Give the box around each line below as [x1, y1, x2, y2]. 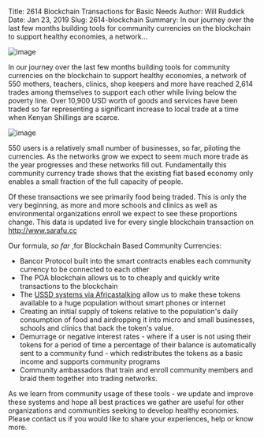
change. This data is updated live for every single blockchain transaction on [8, 217, 255, 226]
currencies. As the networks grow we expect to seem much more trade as [8, 152, 249, 161]
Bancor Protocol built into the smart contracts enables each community [19, 256, 251, 265]
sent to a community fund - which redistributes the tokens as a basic [19, 349, 244, 358]
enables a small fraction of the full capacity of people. [8, 177, 184, 186]
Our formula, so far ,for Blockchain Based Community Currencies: [8, 241, 222, 250]
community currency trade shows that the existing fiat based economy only [8, 169, 254, 178]
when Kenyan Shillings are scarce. [8, 113, 120, 122]
